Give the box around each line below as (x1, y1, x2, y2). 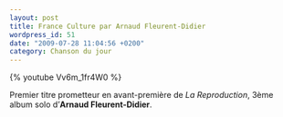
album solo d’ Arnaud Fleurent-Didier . (9, 99, 152, 110)
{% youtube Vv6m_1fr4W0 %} (9, 72, 122, 83)
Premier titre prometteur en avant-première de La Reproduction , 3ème (9, 90, 274, 101)
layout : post (9, 13, 59, 23)
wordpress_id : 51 (9, 30, 76, 39)
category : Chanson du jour (9, 47, 112, 56)
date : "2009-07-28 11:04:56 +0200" (9, 38, 145, 48)
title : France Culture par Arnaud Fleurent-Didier (9, 22, 206, 31)
